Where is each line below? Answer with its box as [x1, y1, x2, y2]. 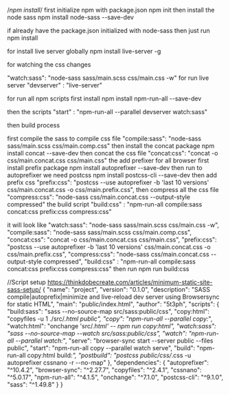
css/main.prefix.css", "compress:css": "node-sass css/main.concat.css [7, 250, 209, 258]
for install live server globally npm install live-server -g [7, 47, 161, 55]
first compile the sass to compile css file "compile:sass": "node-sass [7, 134, 201, 142]
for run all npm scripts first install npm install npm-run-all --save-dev [7, 94, 202, 103]
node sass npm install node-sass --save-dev [7, 13, 134, 21]
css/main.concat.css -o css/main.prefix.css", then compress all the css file [7, 186, 219, 193]
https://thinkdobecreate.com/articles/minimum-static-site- [47, 278, 213, 286]
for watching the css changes [7, 61, 91, 68]
